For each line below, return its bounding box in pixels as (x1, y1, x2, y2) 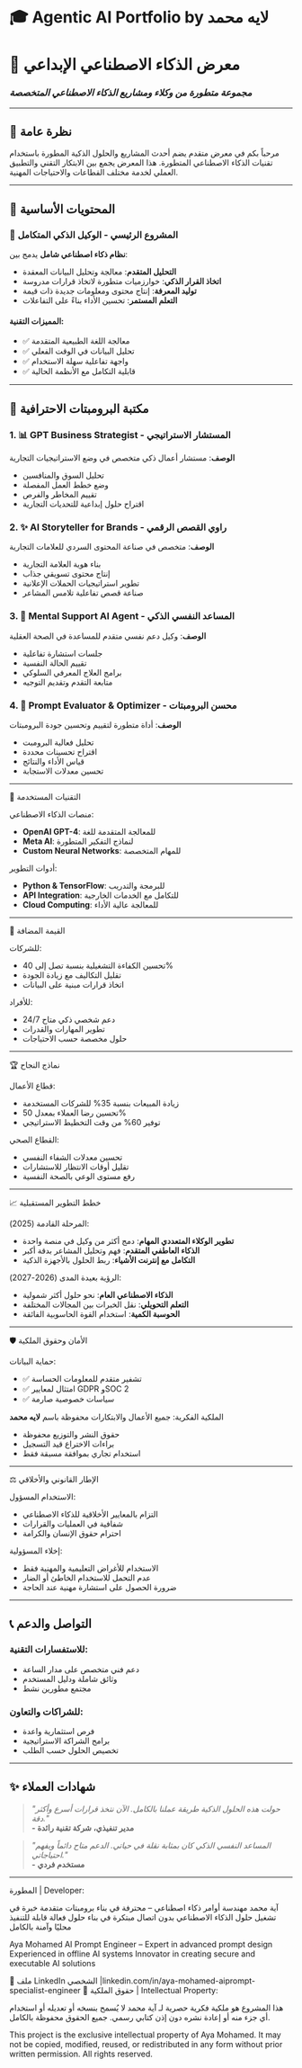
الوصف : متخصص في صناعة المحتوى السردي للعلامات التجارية (9, 542, 215, 552)
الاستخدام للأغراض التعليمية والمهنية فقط (22, 1562, 159, 1573)
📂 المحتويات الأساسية (9, 201, 115, 217)
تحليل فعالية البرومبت (22, 737, 94, 748)
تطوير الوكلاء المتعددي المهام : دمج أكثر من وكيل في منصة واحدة (22, 1235, 235, 1246)
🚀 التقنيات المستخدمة (9, 791, 81, 801)
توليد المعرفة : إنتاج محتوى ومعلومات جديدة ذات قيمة (22, 285, 198, 297)
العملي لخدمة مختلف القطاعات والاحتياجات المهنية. (9, 167, 179, 178)
